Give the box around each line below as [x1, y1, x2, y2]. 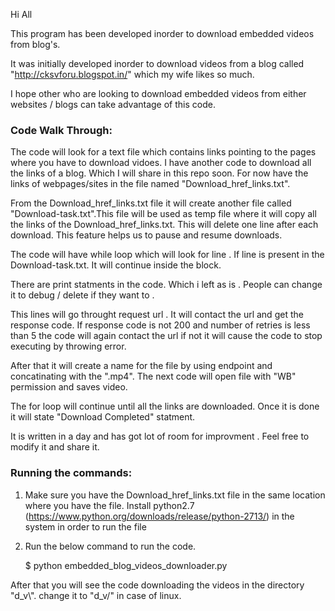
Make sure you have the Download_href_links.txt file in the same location [24, 489, 326, 501]
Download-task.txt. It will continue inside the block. [10, 259, 222, 271]
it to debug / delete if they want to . [10, 289, 155, 301]
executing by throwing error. [10, 340, 127, 353]
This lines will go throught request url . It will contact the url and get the [10, 309, 304, 321]
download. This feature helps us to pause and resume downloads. [10, 229, 283, 241]
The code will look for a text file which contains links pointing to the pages [10, 146, 317, 158]
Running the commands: [10, 466, 133, 480]
